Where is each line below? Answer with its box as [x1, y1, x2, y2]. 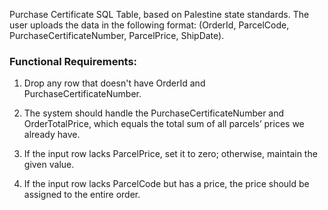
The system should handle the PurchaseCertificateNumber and [23, 107, 285, 119]
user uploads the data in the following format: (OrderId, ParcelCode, [9, 19, 290, 31]
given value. [23, 159, 75, 171]
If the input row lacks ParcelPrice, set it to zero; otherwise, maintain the [23, 148, 318, 160]
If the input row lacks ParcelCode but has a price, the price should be [23, 178, 310, 190]
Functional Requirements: [9, 54, 138, 68]
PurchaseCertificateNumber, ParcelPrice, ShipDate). [9, 30, 225, 41]
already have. [23, 129, 81, 141]
